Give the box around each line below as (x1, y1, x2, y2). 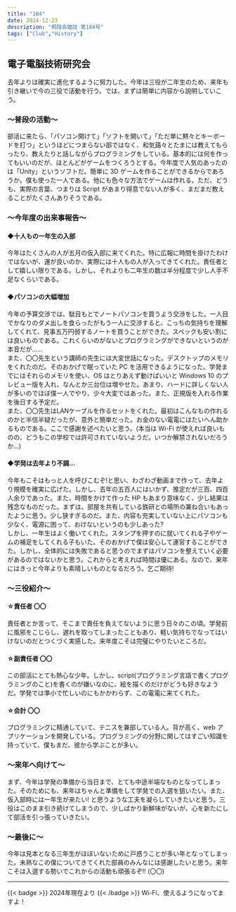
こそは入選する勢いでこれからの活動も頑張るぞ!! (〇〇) (7, 867, 165, 875)
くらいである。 (19, 275, 63, 284)
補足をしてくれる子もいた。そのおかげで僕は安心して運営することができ (19, 537, 228, 546)
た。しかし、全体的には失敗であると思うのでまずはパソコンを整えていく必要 (7, 546, 229, 555)
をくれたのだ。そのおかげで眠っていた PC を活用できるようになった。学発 (7, 362, 222, 370)
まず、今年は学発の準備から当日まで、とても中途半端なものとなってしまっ (7, 777, 221, 786)
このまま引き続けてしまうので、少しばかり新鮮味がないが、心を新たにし (19, 804, 229, 812)
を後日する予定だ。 (7, 397, 63, 406)
